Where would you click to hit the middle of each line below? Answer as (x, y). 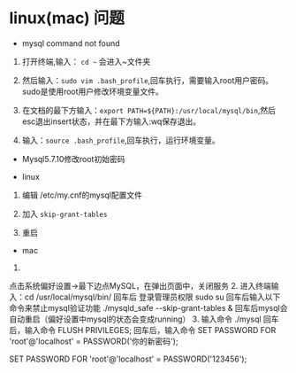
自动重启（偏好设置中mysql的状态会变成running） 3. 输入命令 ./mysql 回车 (144, 319)
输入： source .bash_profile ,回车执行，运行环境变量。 (121, 140)
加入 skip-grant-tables (65, 214)
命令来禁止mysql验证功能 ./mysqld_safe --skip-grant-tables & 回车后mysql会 (148, 307)
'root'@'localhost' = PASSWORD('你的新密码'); (94, 341)
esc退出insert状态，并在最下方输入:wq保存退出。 (111, 121)
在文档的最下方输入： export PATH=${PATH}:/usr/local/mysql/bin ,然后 (149, 110)
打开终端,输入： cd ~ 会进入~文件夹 (86, 61)
